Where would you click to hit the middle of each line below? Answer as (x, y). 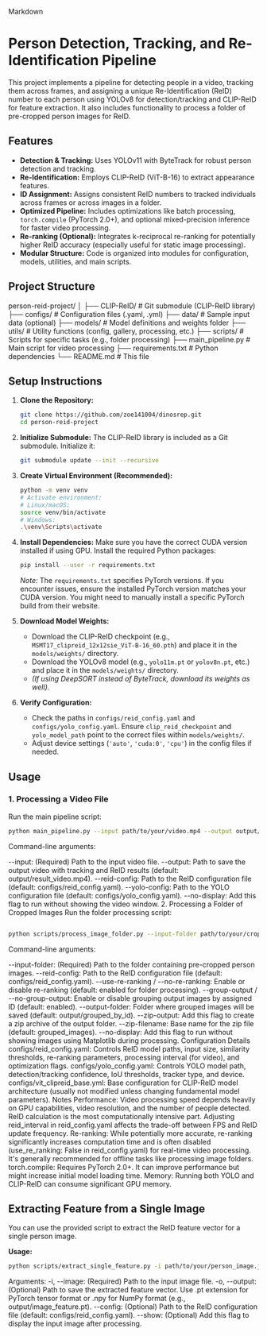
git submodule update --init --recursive (89, 461)
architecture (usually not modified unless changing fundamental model (124, 1091)
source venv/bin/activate (62, 512)
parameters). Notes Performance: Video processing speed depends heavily (132, 1099)
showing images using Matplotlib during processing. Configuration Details (129, 1041)
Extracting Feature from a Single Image (106, 1209)
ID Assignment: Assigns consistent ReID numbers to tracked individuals (138, 194)
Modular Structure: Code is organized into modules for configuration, (134, 253)
